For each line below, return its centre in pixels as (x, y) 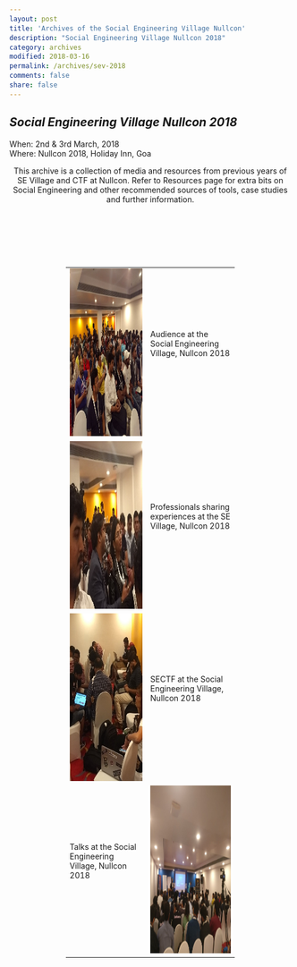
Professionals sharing (190, 506)
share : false (34, 85)
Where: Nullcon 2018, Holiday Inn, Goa (81, 153)
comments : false (39, 76)
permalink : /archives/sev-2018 (68, 66)
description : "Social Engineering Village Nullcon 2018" (118, 38)
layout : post (34, 19)
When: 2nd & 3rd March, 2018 (64, 144)
